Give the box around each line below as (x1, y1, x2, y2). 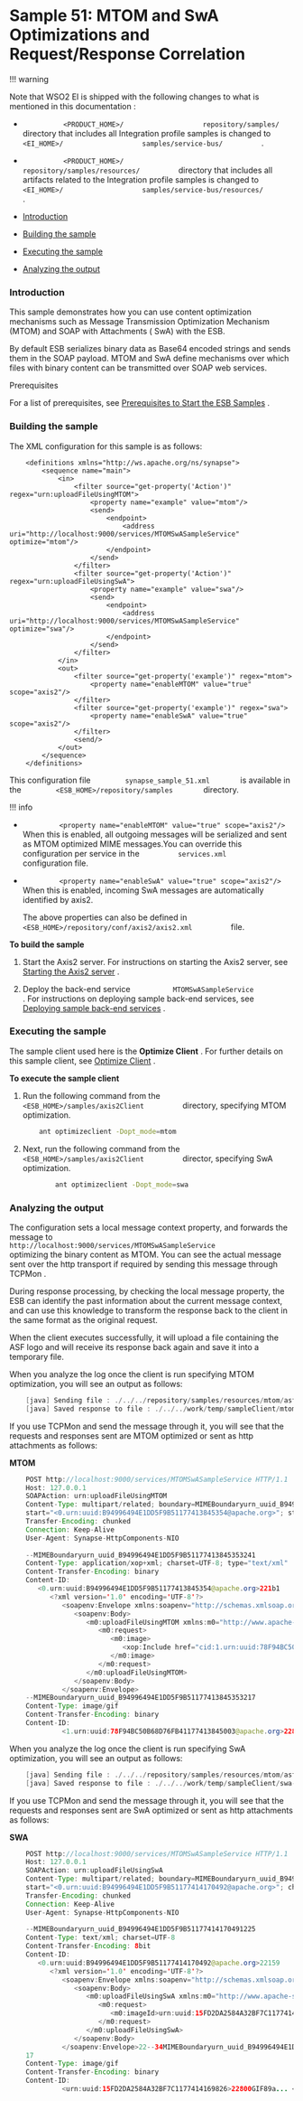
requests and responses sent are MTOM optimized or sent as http (9, 1430, 254, 1441)
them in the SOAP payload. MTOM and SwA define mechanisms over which (9, 353, 289, 364)
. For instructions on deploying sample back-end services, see (22, 993, 254, 1004)
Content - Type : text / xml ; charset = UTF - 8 (25, 1933, 176, 1943)
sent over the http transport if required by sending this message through (9, 1258, 278, 1270)
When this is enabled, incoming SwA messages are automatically (22, 885, 264, 896)
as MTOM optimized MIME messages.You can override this (22, 838, 243, 849)
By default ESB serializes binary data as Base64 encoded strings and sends (9, 343, 291, 354)
